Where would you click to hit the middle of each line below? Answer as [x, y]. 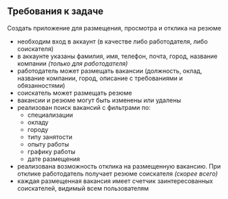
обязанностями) [41, 85]
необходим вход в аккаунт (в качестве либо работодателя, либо [112, 41]
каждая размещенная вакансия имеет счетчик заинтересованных [115, 181]
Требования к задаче [55, 11]
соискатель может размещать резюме [74, 93]
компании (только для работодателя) [72, 63]
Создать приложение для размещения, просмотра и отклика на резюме [114, 28]
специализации [50, 115]
